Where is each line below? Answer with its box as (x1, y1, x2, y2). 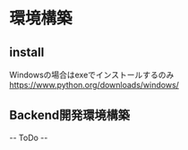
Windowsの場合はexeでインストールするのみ (9, 69, 175, 80)
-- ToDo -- (9, 132, 48, 143)
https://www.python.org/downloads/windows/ (9, 80, 179, 90)
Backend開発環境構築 (9, 108, 130, 123)
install (9, 44, 45, 59)
